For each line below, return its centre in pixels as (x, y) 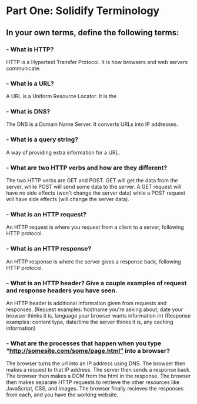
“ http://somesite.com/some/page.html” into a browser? (88, 350)
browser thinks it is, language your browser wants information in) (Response (98, 315)
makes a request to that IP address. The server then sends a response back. (98, 370)
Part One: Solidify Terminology (83, 11)
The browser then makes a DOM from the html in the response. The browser (98, 376)
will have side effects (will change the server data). (68, 199)
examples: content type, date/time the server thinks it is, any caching (90, 322)
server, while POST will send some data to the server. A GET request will (94, 187)
